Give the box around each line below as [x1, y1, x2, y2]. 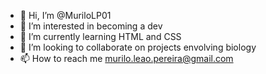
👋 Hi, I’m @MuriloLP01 [19, 10, 112, 21]
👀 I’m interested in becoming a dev [19, 20, 163, 32]
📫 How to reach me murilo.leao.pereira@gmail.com [19, 53, 234, 64]
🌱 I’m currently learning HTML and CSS [19, 31, 182, 42]
